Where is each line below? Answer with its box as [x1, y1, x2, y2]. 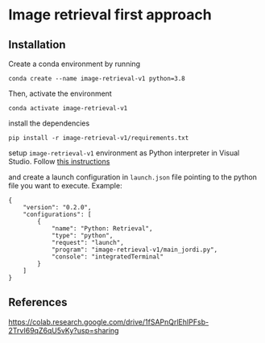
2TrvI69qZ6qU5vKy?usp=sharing [8, 325, 119, 335]
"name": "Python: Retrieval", [51, 225, 153, 233]
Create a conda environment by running [8, 59, 141, 68]
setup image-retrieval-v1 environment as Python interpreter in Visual [8, 148, 240, 158]
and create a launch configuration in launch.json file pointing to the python [8, 172, 258, 182]
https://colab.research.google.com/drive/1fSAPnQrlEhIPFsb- [8, 316, 209, 327]
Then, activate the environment [8, 89, 113, 98]
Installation [8, 38, 66, 52]
